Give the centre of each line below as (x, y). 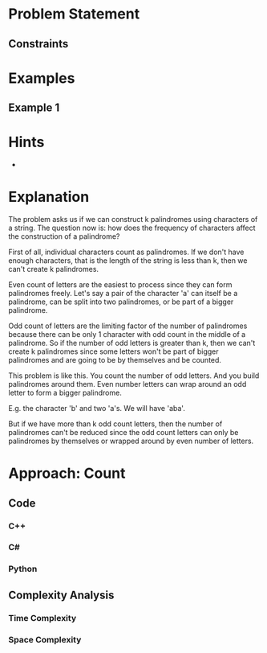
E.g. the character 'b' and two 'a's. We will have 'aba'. (97, 409)
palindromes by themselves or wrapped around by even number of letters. (131, 441)
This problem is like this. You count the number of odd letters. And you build (134, 376)
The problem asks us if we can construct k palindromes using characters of (133, 220)
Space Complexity (45, 639)
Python (23, 569)
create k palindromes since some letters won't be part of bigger (113, 351)
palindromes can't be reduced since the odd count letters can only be (123, 433)
